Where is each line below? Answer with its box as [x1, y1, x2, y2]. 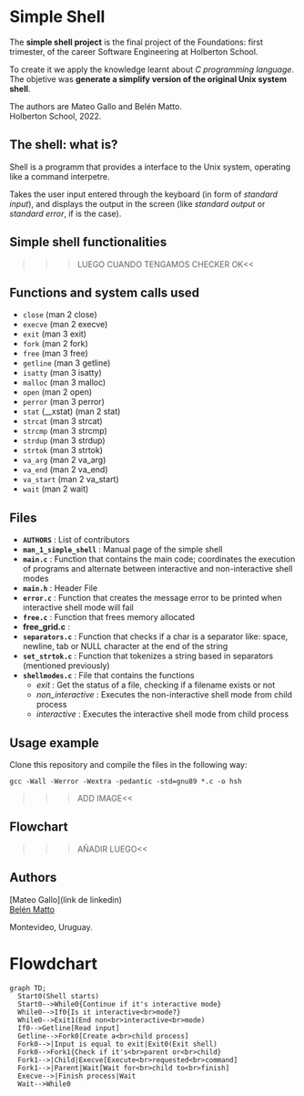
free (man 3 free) [22, 348, 88, 359]
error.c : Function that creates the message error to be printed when [22, 593, 282, 604]
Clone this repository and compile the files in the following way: [9, 760, 248, 770]
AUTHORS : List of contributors [22, 534, 130, 545]
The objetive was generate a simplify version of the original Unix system [9, 73, 287, 84]
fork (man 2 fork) [22, 338, 88, 349]
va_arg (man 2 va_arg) [22, 454, 106, 466]
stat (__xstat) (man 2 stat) [22, 406, 121, 417]
